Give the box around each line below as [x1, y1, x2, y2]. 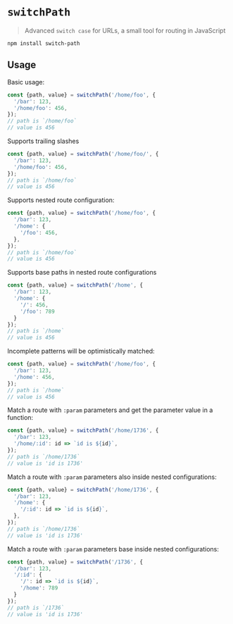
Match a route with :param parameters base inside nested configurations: [7, 544, 220, 553]
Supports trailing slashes [7, 137, 80, 145]
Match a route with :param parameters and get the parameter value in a [7, 406, 213, 414]
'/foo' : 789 [20, 308, 55, 315]
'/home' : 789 [20, 585, 58, 592]
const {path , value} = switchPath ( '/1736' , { [7, 559, 143, 566]
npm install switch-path [7, 39, 80, 47]
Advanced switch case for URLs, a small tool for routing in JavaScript [24, 26, 226, 35]
